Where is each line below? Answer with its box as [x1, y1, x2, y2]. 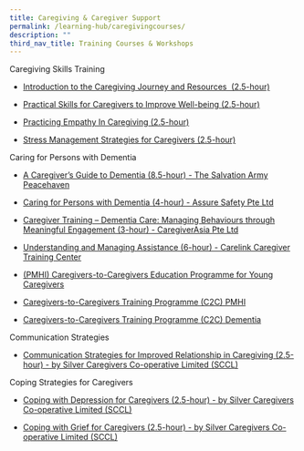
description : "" [9, 30, 71, 39]
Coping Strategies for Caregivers [9, 377, 134, 388]
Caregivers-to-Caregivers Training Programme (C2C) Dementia [22, 314, 262, 325]
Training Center [22, 251, 82, 262]
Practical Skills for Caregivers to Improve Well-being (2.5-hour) [22, 99, 260, 110]
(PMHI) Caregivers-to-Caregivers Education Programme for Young [22, 270, 274, 281]
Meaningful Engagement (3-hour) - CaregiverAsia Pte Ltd [22, 224, 239, 235]
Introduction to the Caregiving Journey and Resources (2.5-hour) [22, 81, 271, 92]
